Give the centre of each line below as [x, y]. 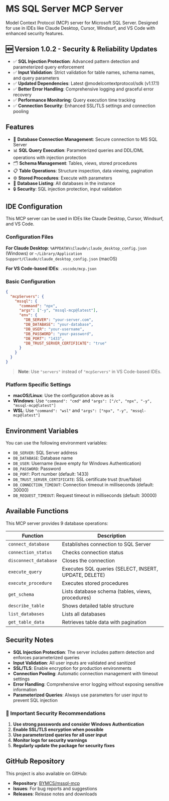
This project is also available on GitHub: [47, 773]
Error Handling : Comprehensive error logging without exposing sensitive [88, 684]
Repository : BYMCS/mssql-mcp [46, 783]
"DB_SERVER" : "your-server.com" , [59, 320]
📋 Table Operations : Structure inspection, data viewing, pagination [83, 170]
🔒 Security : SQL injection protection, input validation [67, 189]
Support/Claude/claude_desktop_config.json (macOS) [61, 258]
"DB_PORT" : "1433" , [44, 338]
